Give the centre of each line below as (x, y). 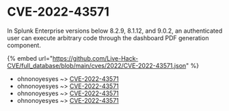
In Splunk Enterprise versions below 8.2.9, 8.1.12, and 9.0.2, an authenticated (115, 31)
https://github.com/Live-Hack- (95, 58)
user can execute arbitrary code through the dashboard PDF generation (108, 37)
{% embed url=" (30, 58)
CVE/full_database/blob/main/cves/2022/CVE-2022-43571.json (97, 65)
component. (24, 45)
